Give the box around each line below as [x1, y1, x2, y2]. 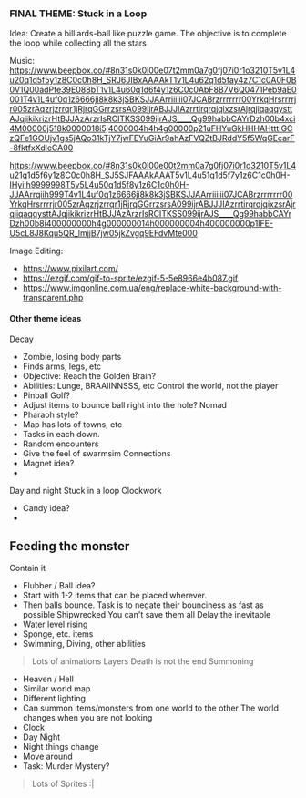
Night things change [22, 742, 99, 752]
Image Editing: [9, 245, 64, 257]
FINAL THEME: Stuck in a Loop [9, 7, 148, 20]
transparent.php [22, 292, 84, 303]
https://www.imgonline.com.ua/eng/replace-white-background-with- [22, 282, 282, 293]
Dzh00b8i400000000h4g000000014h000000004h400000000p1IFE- [9, 218, 274, 230]
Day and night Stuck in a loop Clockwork [9, 485, 162, 496]
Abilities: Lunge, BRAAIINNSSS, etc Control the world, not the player [22, 380, 279, 391]
